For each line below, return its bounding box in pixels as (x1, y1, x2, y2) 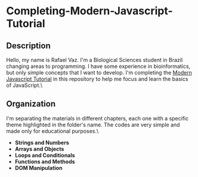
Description (6, 41, 51, 51)
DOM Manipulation (14, 164, 63, 171)
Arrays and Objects (14, 145, 64, 153)
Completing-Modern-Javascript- (6, 4, 173, 18)
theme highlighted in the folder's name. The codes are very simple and (6, 121, 180, 128)
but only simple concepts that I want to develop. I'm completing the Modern (6, 69, 193, 76)
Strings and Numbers (14, 139, 70, 146)
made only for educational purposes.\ (6, 127, 99, 135)
